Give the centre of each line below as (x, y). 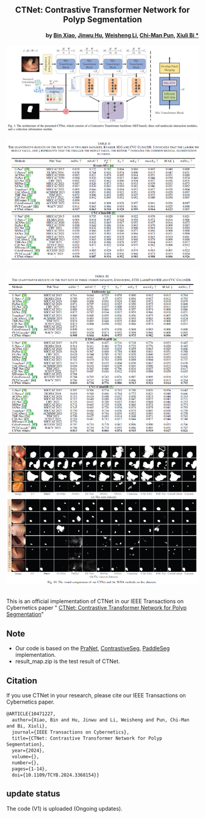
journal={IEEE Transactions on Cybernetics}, (71, 732)
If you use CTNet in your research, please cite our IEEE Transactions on (96, 696)
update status (33, 794)
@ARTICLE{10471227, (31, 714)
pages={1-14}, (30, 769)
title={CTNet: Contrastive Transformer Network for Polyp (87, 738)
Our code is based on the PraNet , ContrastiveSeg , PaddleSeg (92, 648)
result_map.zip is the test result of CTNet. (67, 661)
